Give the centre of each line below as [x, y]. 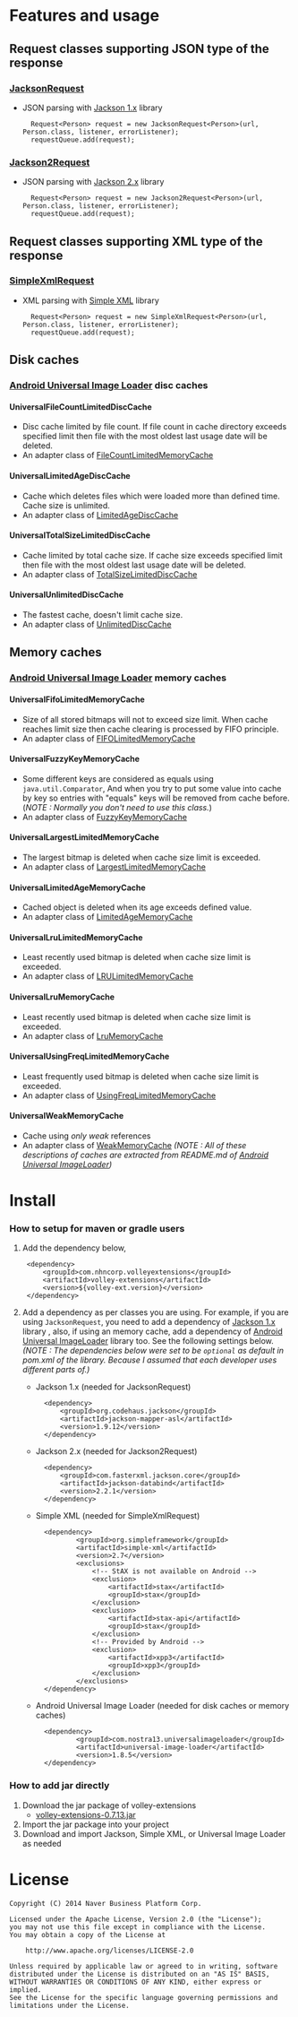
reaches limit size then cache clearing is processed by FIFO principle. [150, 729]
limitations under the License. [69, 2005]
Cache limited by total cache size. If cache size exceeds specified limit [153, 555]
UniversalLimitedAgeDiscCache [70, 475]
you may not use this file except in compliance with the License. [138, 1927]
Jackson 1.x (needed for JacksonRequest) [113, 1387]
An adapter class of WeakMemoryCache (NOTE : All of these [134, 1145]
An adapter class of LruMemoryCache [93, 1035]
